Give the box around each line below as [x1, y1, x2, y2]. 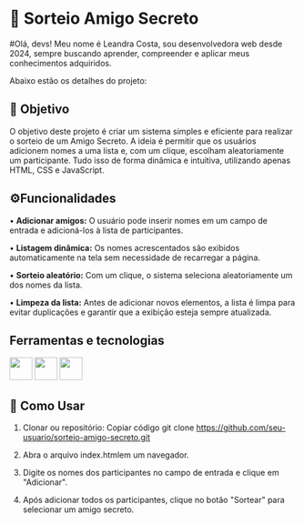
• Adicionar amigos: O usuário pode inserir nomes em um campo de [9, 215, 269, 226]
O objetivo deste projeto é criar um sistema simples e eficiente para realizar [9, 126, 293, 136]
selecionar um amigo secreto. [22, 504, 135, 515]
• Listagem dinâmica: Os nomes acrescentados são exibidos [9, 242, 240, 253]
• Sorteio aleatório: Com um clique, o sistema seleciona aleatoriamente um [9, 269, 293, 280]
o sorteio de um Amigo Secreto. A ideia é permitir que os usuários [9, 136, 257, 146]
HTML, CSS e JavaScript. [9, 164, 105, 176]
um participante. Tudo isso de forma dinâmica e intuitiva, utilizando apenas [9, 155, 291, 166]
